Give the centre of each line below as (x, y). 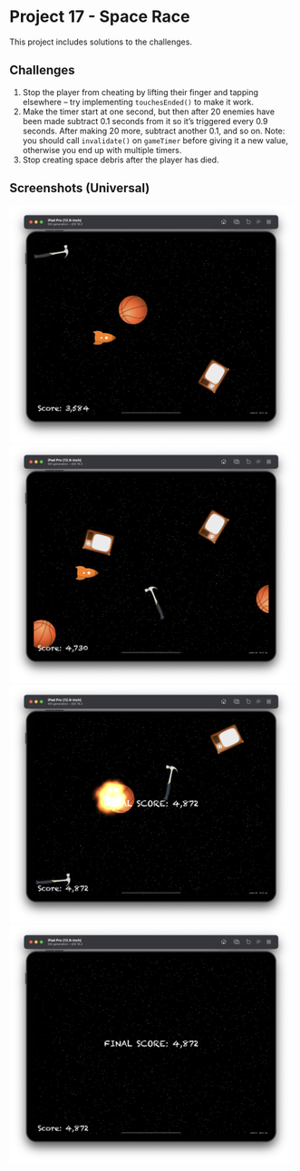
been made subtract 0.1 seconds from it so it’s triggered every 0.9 (145, 121)
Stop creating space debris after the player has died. (121, 160)
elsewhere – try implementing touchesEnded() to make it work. (138, 102)
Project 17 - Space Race (100, 17)
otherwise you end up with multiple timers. (102, 150)
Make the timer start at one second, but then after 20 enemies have (148, 112)
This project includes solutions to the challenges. (101, 42)
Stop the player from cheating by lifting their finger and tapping (140, 92)
